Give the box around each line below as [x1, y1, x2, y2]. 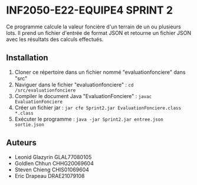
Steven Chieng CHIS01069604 [14, 166, 90, 173]
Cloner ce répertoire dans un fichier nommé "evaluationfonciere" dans [14, 69, 186, 76]
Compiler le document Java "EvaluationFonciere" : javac [14, 92, 152, 99]
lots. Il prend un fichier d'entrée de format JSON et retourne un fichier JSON [6, 29, 192, 36]
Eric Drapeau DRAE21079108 [14, 172, 85, 179]
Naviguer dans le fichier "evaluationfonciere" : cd [14, 81, 134, 88]
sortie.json [14, 122, 44, 128]
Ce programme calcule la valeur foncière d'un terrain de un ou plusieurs [6, 23, 181, 30]
